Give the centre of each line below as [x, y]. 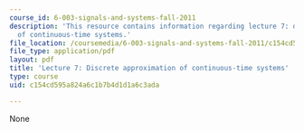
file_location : [38, 43]
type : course [34, 77]
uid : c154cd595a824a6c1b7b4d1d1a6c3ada [85, 85]
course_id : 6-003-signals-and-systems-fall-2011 [103, 18]
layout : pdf [32, 60]
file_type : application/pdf [62, 51]
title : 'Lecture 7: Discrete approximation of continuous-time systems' [149, 69]
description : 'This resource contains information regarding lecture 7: [149, 26]
